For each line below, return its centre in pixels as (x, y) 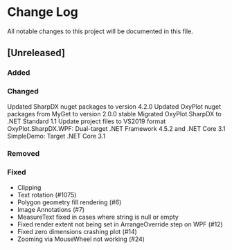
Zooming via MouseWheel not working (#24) (81, 239)
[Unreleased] (36, 53)
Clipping (29, 187)
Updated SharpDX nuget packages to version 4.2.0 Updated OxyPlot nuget (114, 106)
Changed (23, 91)
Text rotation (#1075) (47, 195)
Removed (24, 154)
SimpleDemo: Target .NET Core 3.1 (56, 136)
